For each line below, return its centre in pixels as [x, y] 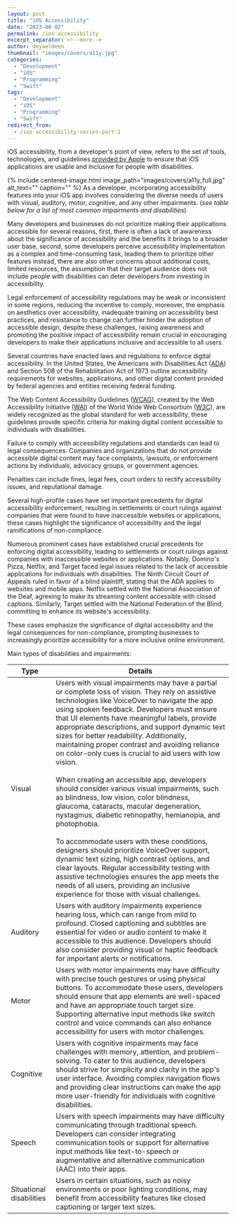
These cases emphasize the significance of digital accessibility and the [110, 625]
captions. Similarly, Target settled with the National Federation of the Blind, [115, 604]
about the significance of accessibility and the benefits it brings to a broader [118, 239]
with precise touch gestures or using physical [131, 979]
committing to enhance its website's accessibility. [79, 612]
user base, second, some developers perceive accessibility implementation [116, 247]
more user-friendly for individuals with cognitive [136, 1096]
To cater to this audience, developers [144, 1061]
